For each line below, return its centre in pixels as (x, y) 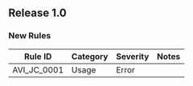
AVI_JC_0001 (38, 69)
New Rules (30, 36)
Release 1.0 (37, 13)
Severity (133, 57)
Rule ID (38, 57)
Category (90, 57)
